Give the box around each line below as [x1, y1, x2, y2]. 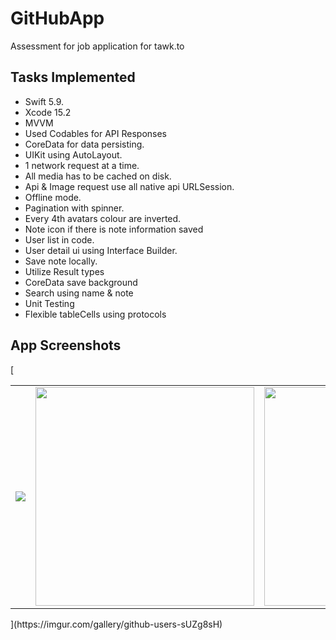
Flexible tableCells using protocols [24, 308, 167, 320]
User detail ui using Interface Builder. [24, 244, 178, 256]
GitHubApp [10, 7, 105, 30]
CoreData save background [24, 276, 138, 288]
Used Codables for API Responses [24, 127, 167, 139]
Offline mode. [24, 191, 82, 203]
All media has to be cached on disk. [24, 170, 172, 182]
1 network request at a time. [24, 159, 140, 171]
